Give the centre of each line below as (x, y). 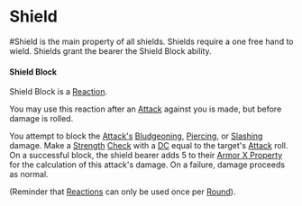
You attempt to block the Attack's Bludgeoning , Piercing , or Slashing (136, 136)
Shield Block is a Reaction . (59, 92)
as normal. (29, 175)
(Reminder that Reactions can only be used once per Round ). (123, 192)
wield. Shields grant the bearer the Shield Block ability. (110, 50)
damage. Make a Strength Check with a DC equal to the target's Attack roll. (149, 146)
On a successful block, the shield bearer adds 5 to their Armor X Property (146, 156)
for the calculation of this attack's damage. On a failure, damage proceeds (147, 165)
